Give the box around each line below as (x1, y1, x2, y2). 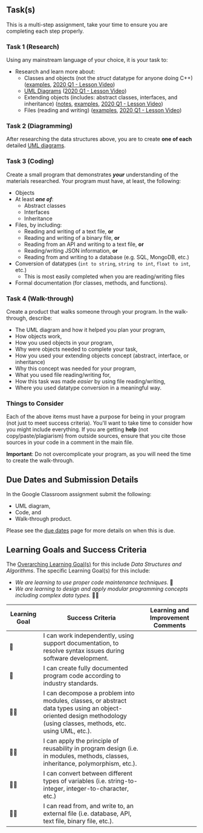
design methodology (68, 711, 127, 720)
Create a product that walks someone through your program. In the (6, 308, 173, 315)
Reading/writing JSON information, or (24, 247, 118, 254)
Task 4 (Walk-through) (6, 294, 74, 302)
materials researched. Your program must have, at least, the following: (6, 177, 181, 184)
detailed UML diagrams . (6, 142, 66, 149)
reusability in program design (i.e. (43, 744, 139, 752)
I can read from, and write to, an (43, 801, 134, 810)
